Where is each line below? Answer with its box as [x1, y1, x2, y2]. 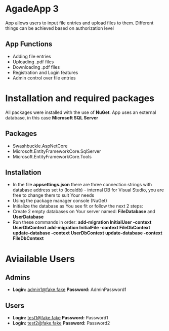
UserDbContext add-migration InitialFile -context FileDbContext [12, 225, 150, 231]
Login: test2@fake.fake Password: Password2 [12, 320, 110, 326]
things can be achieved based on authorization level [5, 25, 114, 31]
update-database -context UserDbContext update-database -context [12, 230, 163, 236]
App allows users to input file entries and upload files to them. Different [5, 20, 154, 26]
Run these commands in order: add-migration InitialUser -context [12, 219, 152, 225]
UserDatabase [12, 214, 44, 220]
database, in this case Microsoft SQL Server [5, 114, 99, 120]
